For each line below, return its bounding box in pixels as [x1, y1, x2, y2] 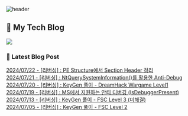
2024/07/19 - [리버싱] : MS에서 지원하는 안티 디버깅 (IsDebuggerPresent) [6, 89, 179, 96]
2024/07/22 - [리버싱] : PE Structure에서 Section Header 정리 [6, 67, 154, 74]
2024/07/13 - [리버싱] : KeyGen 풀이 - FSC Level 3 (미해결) [6, 96, 146, 103]
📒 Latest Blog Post [6, 52, 60, 61]
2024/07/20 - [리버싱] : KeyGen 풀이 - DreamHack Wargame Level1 [6, 81, 168, 88]
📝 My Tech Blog [6, 22, 65, 32]
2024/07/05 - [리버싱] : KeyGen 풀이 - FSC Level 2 [6, 104, 128, 111]
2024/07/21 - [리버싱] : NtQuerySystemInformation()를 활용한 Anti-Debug [6, 74, 183, 81]
